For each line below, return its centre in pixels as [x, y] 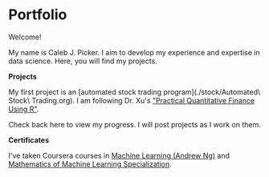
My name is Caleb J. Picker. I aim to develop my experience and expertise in [134, 52]
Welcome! [25, 37]
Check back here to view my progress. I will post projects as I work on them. [134, 124]
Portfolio [38, 15]
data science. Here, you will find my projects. [83, 61]
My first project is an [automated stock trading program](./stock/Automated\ [134, 92]
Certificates [29, 140]
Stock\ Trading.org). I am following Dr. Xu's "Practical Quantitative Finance [132, 100]
